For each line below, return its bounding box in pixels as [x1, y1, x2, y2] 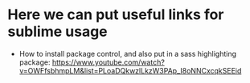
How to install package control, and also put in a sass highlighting [18, 49, 236, 58]
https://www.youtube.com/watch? [51, 57, 166, 67]
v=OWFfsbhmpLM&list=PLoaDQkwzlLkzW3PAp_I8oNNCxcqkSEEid [18, 65, 242, 75]
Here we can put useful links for [7, 6, 224, 24]
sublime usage [7, 22, 108, 41]
